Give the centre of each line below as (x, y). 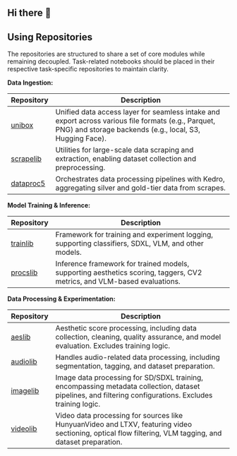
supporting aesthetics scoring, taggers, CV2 (129, 272)
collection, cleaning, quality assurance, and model (138, 337)
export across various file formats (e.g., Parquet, (135, 121)
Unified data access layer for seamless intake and (138, 112)
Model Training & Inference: (49, 205)
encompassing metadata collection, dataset (128, 387)
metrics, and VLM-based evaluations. (118, 282)
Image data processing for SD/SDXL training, (129, 378)
